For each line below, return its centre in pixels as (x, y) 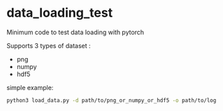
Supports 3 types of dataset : (49, 45)
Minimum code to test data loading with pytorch (75, 32)
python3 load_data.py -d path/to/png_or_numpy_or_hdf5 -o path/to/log (111, 100)
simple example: (30, 87)
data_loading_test (60, 13)
